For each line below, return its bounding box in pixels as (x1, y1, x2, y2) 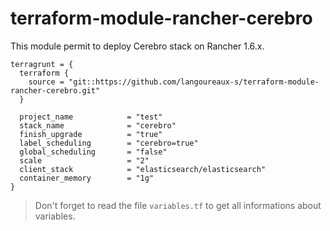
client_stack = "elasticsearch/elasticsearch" (19, 164, 267, 174)
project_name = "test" (19, 112, 163, 122)
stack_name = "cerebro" (19, 120, 177, 131)
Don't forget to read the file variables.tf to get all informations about (34, 199, 322, 211)
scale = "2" (19, 155, 150, 166)
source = (28, 77, 65, 87)
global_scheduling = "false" (19, 147, 168, 157)
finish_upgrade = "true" (19, 129, 163, 139)
